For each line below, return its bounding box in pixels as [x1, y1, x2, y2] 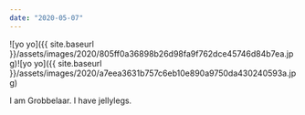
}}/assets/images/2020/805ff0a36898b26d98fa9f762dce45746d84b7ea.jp [9, 47, 294, 59]
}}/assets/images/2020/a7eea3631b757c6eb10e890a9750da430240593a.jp [9, 68, 297, 78]
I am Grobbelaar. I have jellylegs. [9, 95, 132, 106]
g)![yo [9, 57, 32, 68]
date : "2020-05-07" [9, 13, 84, 23]
